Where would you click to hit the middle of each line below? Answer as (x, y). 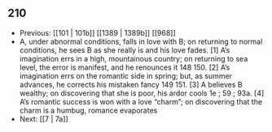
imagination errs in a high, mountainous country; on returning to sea (134, 58)
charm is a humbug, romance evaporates (88, 110)
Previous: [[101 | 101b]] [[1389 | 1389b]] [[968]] (97, 32)
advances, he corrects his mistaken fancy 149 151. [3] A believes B (131, 84)
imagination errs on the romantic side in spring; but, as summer (126, 75)
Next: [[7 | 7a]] (44, 119)
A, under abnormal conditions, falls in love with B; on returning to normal (141, 41)
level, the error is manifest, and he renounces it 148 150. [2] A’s (125, 67)
